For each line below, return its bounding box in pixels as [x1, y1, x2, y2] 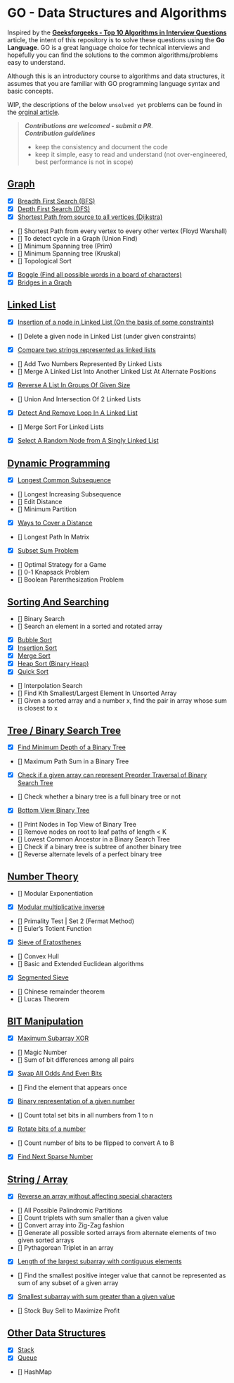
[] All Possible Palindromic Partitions [17, 1206, 123, 1215]
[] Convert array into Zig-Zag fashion [17, 1221, 124, 1229]
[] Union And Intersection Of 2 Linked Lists [17, 395, 141, 403]
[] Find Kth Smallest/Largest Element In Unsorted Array [17, 689, 177, 698]
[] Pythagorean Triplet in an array [17, 1244, 114, 1252]
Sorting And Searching [7, 596, 110, 608]
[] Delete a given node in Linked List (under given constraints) [17, 332, 197, 340]
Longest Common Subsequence [17, 476, 111, 484]
